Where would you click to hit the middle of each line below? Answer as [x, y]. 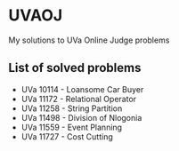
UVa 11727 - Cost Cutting [67, 136]
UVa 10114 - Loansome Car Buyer [82, 89]
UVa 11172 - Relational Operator [79, 99]
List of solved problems [75, 68]
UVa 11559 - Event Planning [71, 127]
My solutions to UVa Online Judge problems [89, 40]
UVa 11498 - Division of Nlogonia [81, 117]
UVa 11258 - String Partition [72, 108]
